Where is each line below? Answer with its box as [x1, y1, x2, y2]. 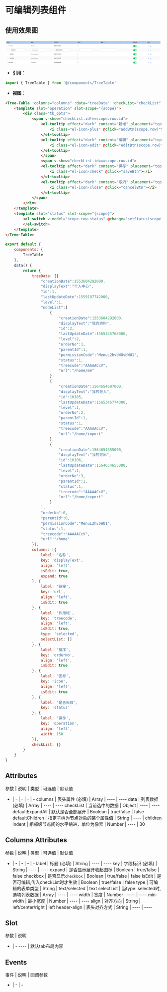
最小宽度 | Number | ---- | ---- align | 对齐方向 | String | [27, 898, 141, 904]
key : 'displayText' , [40, 558, 83, 563]
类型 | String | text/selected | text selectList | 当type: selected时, [29, 885, 161, 891]
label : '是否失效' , [40, 700, 78, 705]
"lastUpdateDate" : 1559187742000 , [40, 295, 110, 300]
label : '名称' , [40, 553, 71, 558]
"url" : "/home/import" [58, 431, 103, 436]
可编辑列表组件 [5, 4, 67, 16]
